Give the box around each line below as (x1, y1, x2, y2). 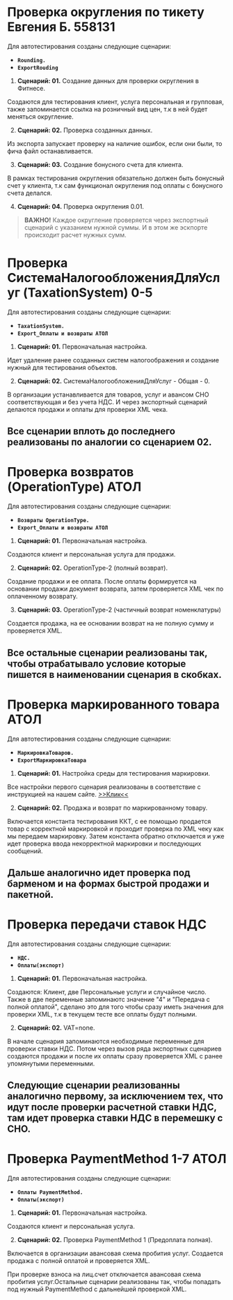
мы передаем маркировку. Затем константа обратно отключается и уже (7, 832, 225, 840)
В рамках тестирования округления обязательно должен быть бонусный (7, 174, 225, 182)
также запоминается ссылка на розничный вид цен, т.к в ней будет (7, 105, 208, 113)
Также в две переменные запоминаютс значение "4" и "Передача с (7, 995, 210, 1003)
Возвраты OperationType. (17, 517, 90, 524)
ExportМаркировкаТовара (17, 757, 87, 764)
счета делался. (7, 189, 52, 197)
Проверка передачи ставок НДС (7, 917, 207, 933)
